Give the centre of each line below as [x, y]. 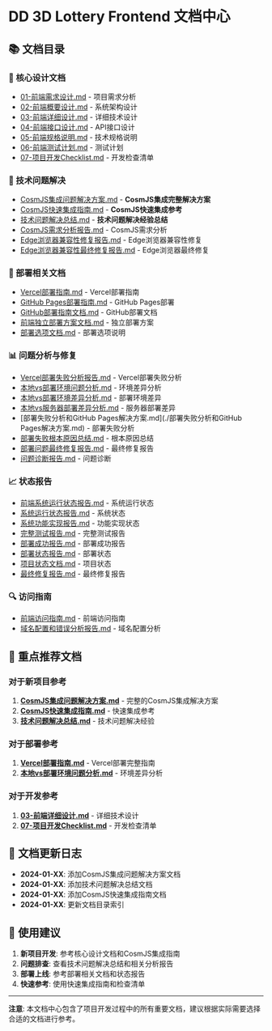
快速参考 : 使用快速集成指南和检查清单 [83, 984]
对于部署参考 [34, 744]
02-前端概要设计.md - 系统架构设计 [79, 107]
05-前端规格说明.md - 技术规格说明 [79, 137]
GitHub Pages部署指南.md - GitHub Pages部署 [98, 302]
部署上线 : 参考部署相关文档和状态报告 [83, 974]
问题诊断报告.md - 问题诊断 [66, 458]
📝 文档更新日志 [45, 853]
